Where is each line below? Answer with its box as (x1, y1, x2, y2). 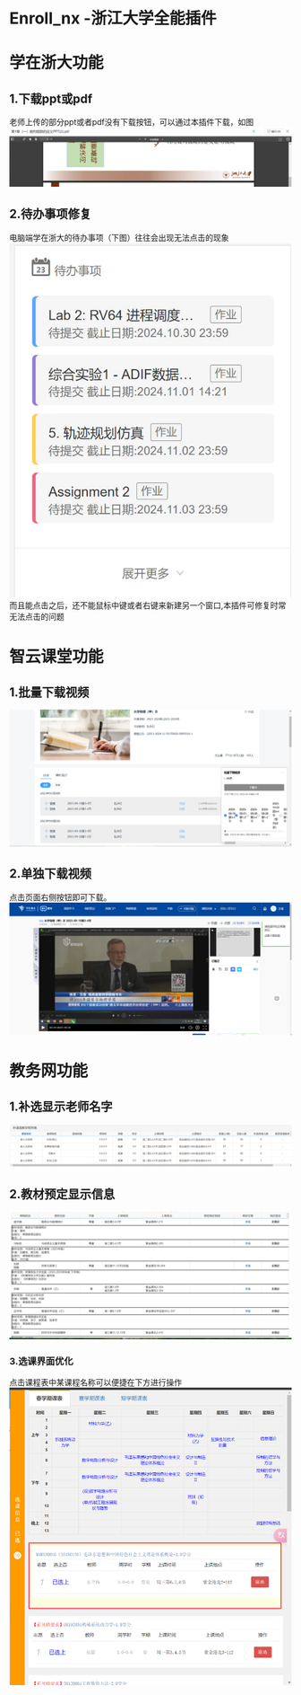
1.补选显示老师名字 (9, 1099, 114, 1115)
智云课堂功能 (9, 646, 105, 667)
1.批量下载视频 (9, 684, 90, 700)
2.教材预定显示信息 (9, 1187, 116, 1202)
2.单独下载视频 (9, 866, 92, 881)
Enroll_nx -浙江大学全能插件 (9, 8, 217, 29)
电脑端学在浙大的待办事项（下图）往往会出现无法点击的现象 (9, 232, 229, 243)
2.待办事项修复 (9, 207, 92, 222)
